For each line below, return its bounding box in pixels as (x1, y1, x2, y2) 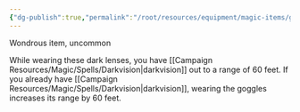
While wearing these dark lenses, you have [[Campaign (9, 54, 212, 65)
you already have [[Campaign (9, 73, 119, 84)
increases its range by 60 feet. (9, 92, 122, 103)
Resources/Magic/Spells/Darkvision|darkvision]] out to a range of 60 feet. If (9, 64, 288, 75)
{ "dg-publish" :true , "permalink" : (9, 12, 134, 22)
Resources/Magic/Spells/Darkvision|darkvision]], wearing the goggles (9, 83, 268, 93)
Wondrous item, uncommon (9, 37, 112, 48)
